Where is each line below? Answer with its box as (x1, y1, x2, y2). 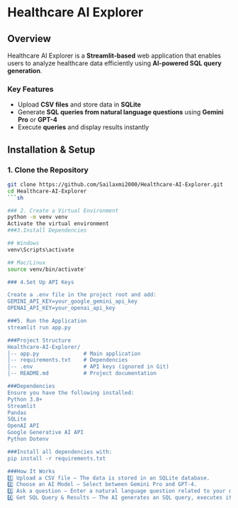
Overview (7, 33, 52, 45)
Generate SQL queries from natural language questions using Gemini (17, 108, 225, 117)
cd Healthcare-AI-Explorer (7, 188, 87, 195)
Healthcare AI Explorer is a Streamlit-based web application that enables (7, 51, 222, 60)
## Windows (7, 239, 40, 247)
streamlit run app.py (7, 324, 72, 331)
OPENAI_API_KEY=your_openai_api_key (7, 305, 115, 312)
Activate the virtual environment (7, 220, 110, 227)
